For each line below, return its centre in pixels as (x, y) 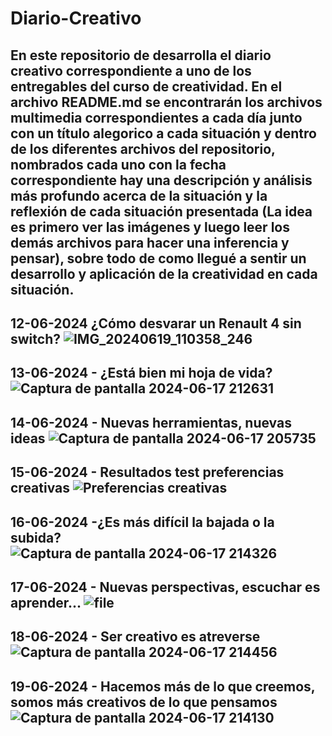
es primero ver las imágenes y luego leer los (150, 227)
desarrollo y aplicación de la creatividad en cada (164, 273)
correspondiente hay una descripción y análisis (161, 180)
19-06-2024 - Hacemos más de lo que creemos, (163, 686)
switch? (35, 338)
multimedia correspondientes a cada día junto (156, 117)
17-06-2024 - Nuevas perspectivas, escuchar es (165, 587)
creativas (40, 488)
